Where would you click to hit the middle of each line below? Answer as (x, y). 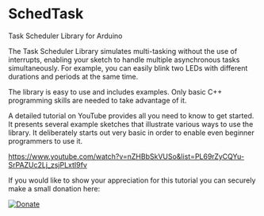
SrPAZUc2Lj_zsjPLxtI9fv (48, 164)
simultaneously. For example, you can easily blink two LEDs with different (128, 67)
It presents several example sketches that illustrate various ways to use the (131, 124)
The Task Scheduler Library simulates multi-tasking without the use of (123, 51)
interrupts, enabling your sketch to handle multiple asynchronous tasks (124, 60)
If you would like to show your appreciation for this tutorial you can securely (132, 180)
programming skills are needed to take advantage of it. (98, 100)
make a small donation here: (54, 188)
